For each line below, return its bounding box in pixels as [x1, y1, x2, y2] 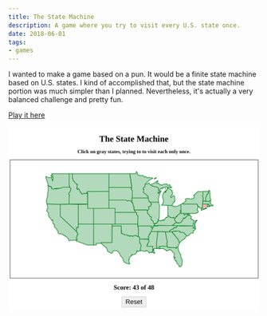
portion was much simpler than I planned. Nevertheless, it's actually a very [8, 86, 253, 96]
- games [8, 46, 34, 55]
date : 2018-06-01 [8, 30, 66, 38]
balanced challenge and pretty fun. [8, 95, 124, 105]
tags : [8, 38, 26, 46]
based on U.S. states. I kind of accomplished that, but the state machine [8, 78, 245, 88]
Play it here [8, 110, 45, 120]
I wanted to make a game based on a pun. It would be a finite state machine [8, 69, 257, 79]
